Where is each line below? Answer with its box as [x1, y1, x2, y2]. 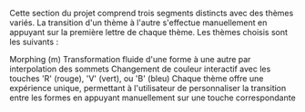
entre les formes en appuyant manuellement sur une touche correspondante [9, 92, 296, 103]
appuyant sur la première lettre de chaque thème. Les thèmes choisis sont [9, 27, 289, 37]
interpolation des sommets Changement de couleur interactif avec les [9, 63, 271, 74]
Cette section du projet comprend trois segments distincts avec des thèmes [9, 8, 294, 18]
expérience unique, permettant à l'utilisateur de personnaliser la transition [9, 83, 287, 93]
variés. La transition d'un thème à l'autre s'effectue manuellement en [9, 17, 268, 28]
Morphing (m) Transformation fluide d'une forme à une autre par [9, 54, 251, 64]
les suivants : [9, 36, 59, 47]
